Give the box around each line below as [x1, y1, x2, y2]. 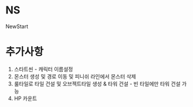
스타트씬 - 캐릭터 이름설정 [13, 65, 73, 73]
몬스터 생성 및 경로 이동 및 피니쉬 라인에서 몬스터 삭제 [13, 73, 136, 80]
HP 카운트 [13, 95, 38, 102]
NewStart [5, 23, 29, 30]
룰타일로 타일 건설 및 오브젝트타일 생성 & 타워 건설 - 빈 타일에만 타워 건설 [13, 80, 181, 87]
